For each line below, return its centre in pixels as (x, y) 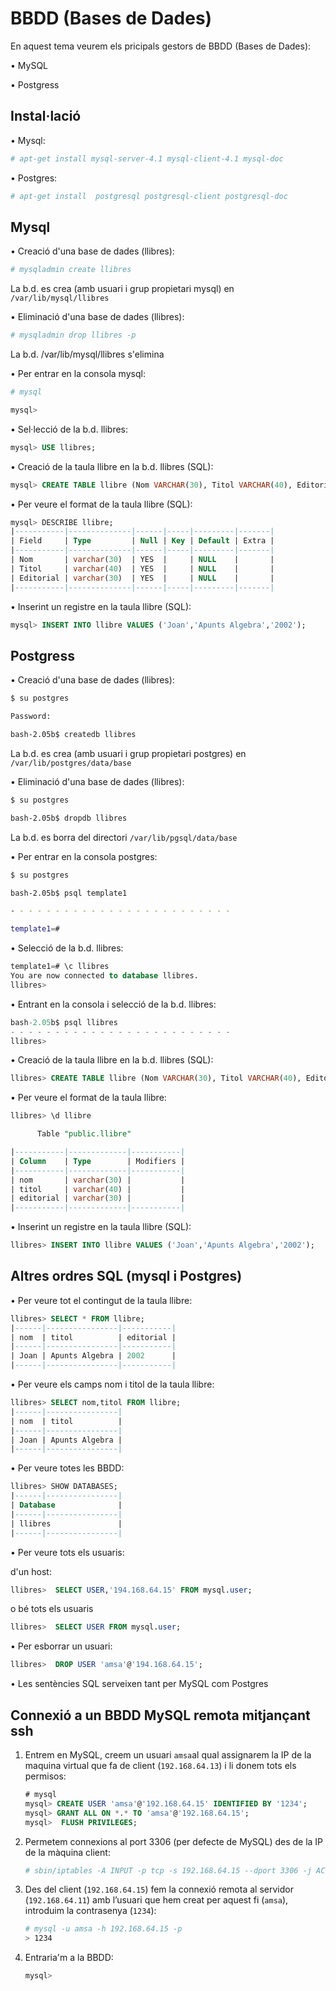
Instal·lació (46, 116)
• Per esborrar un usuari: (61, 1646)
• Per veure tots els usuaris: (67, 1552)
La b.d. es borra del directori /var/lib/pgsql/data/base (124, 837)
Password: (31, 717)
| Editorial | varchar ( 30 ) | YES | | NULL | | (142, 578)
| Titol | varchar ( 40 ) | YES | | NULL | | (142, 568)
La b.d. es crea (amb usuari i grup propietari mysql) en (122, 289)
